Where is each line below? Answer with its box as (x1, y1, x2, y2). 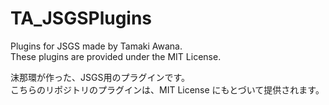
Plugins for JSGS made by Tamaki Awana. (10, 40, 183, 52)
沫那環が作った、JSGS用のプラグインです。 (10, 71, 191, 83)
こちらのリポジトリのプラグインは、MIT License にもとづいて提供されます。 (10, 83, 325, 96)
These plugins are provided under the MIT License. (10, 50, 222, 62)
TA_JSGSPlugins (10, 7, 153, 30)
